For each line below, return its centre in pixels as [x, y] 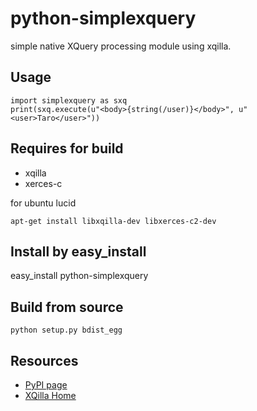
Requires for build [67, 148]
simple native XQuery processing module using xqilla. [121, 46]
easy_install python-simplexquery [79, 276]
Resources [44, 360]
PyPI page [46, 385]
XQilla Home [50, 395]
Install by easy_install [78, 251]
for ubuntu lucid [43, 203]
